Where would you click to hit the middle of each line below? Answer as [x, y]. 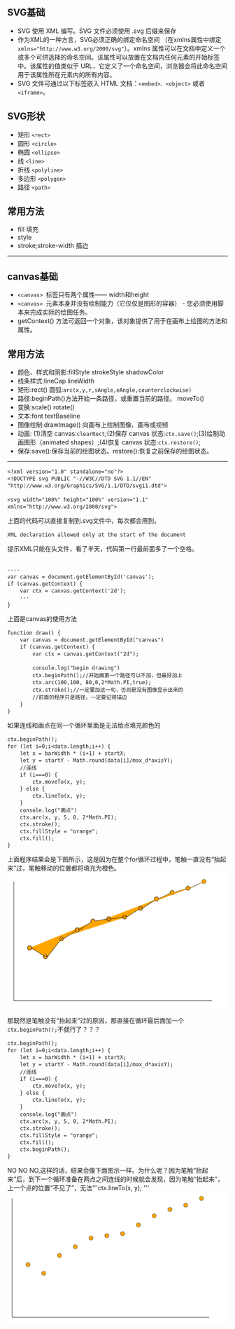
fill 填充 [28, 229]
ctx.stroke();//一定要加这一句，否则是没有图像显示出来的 [108, 690]
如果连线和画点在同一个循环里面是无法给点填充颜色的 [84, 725]
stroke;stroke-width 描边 [53, 246]
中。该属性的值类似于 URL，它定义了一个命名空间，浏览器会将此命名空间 [122, 66]
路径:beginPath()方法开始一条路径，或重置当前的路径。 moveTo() [111, 399]
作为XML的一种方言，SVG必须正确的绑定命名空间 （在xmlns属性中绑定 [119, 39]
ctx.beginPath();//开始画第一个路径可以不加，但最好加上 [108, 676]
